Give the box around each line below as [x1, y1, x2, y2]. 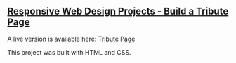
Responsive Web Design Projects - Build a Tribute [7, 6, 229, 17]
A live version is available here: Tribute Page [7, 35, 136, 43]
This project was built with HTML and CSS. [7, 48, 131, 56]
